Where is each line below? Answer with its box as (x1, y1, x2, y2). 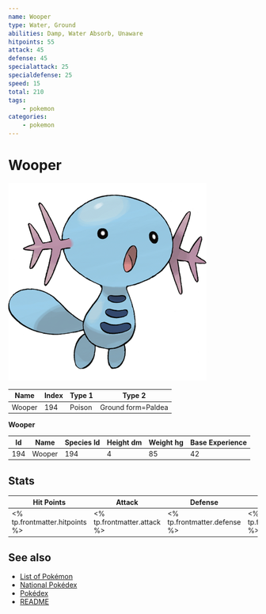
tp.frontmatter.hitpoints (11, 517, 87, 526)
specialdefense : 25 (8, 71, 73, 79)
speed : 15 (8, 79, 41, 87)
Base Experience (189, 438, 248, 447)
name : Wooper (8, 13, 51, 21)
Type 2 (122, 391, 146, 400)
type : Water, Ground (8, 21, 77, 29)
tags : (8, 96, 26, 104)
